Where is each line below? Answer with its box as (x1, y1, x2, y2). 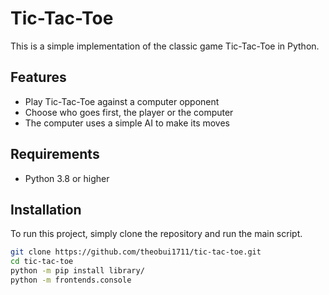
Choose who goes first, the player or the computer (24, 106, 234, 118)
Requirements (10, 146, 100, 163)
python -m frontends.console (10, 275, 132, 285)
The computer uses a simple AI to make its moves (24, 117, 231, 129)
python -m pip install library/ (10, 266, 145, 276)
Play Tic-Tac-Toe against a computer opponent (24, 95, 220, 107)
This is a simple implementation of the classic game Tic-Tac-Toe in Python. (10, 40, 320, 52)
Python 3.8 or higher (24, 172, 110, 184)
